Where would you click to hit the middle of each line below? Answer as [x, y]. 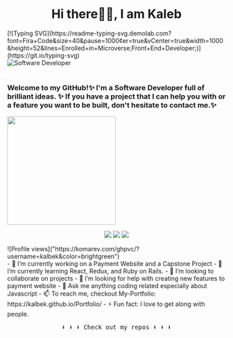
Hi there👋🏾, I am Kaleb [116, 14]
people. [18, 314]
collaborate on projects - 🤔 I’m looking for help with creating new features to [116, 278]
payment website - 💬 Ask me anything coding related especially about [107, 286]
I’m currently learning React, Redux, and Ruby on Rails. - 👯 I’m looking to [111, 271]
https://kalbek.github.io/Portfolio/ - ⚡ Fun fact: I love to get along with [106, 304]
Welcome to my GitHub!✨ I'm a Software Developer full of [106, 87]
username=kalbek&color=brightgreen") [63, 256]
